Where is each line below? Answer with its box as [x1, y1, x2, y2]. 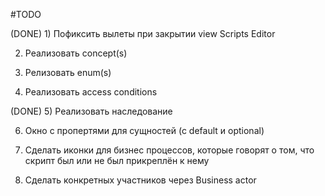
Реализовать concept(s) [24, 47, 128, 59]
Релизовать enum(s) [24, 67, 112, 78]
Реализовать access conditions [24, 86, 158, 98]
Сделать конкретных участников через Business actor [24, 174, 257, 186]
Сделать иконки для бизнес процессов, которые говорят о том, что [24, 144, 315, 156]
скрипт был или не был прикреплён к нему [24, 155, 210, 166]
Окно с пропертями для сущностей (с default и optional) [24, 125, 265, 136]
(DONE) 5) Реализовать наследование [10, 105, 173, 117]
